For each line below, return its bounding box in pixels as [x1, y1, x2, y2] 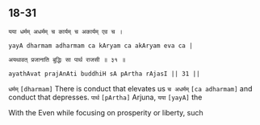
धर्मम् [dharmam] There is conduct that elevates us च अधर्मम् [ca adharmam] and [8, 83, 253, 93]
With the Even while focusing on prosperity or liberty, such [8, 107, 203, 117]
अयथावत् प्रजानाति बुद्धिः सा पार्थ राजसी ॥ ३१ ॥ [8, 55, 126, 63]
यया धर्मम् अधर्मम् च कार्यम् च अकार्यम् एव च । [8, 27, 123, 35]
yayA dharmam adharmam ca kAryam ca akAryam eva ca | [8, 42, 194, 50]
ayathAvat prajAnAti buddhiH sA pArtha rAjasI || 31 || [8, 70, 200, 78]
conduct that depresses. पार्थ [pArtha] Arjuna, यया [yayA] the [8, 92, 203, 102]
